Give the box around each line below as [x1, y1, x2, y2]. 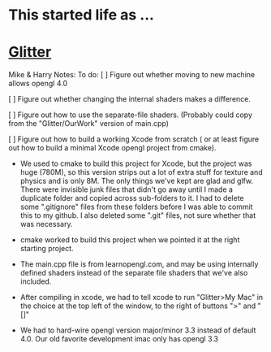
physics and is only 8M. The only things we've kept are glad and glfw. [19, 176, 254, 186]
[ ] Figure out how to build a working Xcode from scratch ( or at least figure [8, 134, 260, 144]
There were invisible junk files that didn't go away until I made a [19, 185, 234, 194]
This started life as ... [8, 6, 154, 24]
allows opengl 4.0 [8, 79, 67, 89]
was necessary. [19, 219, 73, 229]
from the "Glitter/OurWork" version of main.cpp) [8, 119, 169, 128]
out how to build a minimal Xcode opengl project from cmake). [8, 143, 217, 153]
